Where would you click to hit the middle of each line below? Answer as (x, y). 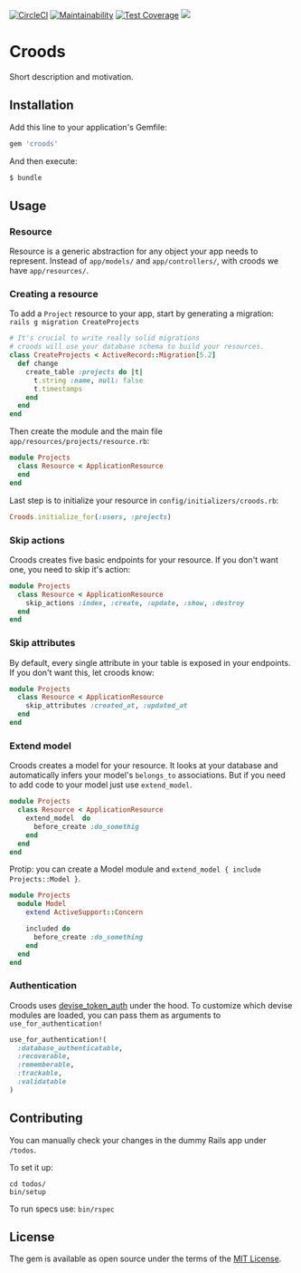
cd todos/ (28, 1184)
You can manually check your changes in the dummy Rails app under (138, 1140)
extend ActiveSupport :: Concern (85, 912)
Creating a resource (54, 294)
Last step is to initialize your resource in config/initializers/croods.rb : (144, 500)
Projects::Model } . (45, 879)
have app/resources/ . (49, 271)
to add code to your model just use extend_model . (101, 785)
